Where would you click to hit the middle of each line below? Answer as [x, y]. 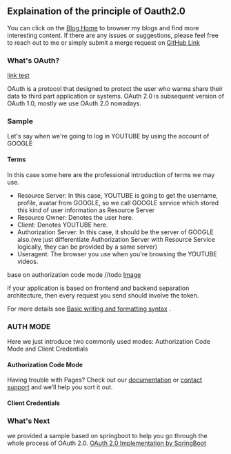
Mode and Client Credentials [48, 349]
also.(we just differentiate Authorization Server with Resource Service [116, 239]
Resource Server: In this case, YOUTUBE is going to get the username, [118, 195]
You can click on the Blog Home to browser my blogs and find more [103, 28]
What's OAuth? [33, 60]
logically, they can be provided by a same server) [87, 247]
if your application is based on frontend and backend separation [98, 288]
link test [18, 76]
